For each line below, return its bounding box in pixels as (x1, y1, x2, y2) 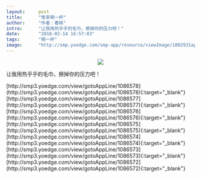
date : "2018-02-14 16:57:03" (6, 31, 95, 37)
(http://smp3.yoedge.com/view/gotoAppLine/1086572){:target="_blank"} (6, 165, 186, 172)
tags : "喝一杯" (6, 36, 57, 42)
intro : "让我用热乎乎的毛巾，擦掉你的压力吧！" (6, 25, 124, 32)
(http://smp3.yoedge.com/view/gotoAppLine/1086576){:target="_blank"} (6, 114, 186, 121)
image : (6, 42, 23, 48)
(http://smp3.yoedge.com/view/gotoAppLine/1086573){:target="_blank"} (6, 152, 186, 159)
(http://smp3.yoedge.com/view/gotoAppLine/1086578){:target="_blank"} (6, 88, 186, 96)
